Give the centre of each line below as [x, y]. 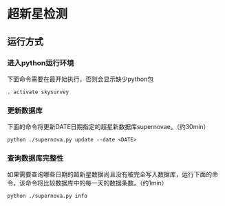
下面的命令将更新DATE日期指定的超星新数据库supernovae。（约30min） [108, 127]
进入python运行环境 [41, 62]
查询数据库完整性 [35, 159]
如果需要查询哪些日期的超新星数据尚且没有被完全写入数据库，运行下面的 [109, 174]
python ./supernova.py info [47, 196]
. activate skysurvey [38, 92]
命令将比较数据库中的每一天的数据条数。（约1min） [96, 183]
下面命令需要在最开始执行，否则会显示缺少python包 [80, 79]
